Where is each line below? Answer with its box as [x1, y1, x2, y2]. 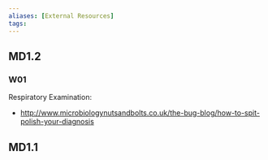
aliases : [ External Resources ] [8, 11, 115, 20]
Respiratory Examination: [8, 93, 92, 102]
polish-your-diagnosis [19, 117, 95, 127]
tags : [8, 19, 27, 28]
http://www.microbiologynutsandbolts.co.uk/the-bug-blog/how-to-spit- [19, 108, 260, 118]
